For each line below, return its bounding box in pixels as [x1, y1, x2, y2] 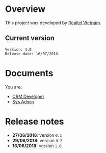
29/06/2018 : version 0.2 [12, 137, 63, 143]
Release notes [5, 116, 64, 127]
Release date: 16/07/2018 [5, 51, 58, 56]
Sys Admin [12, 98, 34, 104]
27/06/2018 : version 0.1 [12, 132, 62, 138]
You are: [5, 84, 22, 90]
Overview [5, 3, 46, 15]
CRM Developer [12, 93, 45, 99]
